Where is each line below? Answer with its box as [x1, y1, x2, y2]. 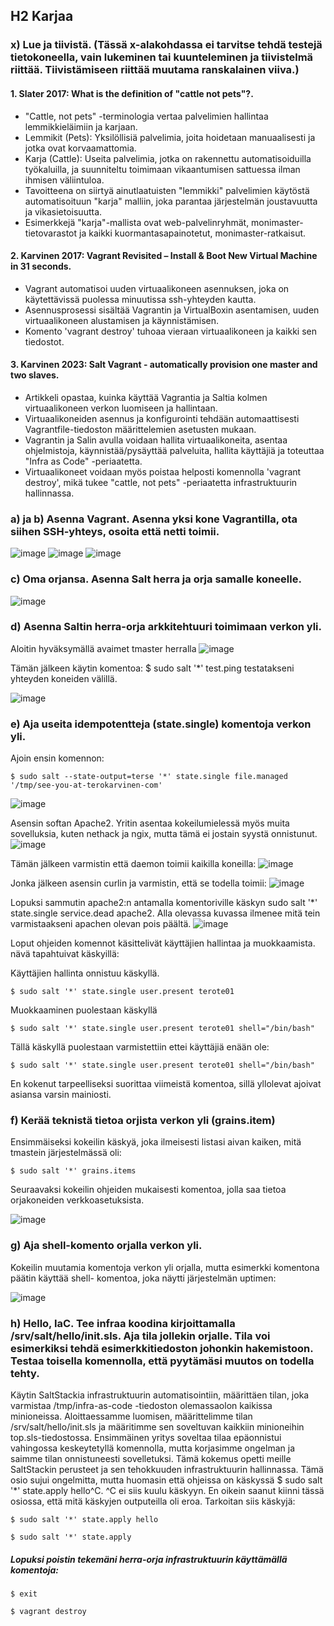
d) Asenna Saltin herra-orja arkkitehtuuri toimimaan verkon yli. [10, 620, 322, 634]
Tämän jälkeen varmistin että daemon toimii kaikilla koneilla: [10, 858, 257, 870]
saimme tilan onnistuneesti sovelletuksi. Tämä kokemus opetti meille [10, 1453, 292, 1464]
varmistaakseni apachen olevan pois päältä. [10, 918, 192, 930]
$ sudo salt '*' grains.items [10, 1166, 137, 1176]
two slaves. [10, 369, 60, 381]
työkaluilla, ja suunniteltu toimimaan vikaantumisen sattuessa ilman [24, 163, 301, 175]
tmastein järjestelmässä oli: [10, 1147, 122, 1159]
